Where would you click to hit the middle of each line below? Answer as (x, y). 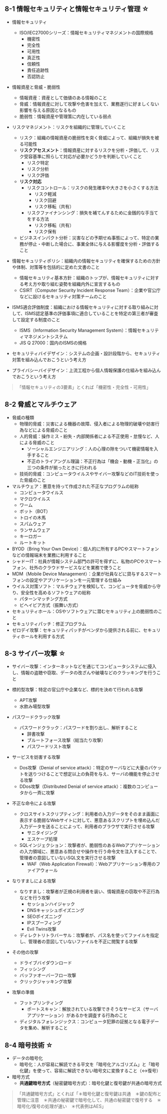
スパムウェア (32, 524)
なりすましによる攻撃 (34, 881)
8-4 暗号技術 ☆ (29, 1045)
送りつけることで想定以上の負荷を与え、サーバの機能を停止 (89, 774)
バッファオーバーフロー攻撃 (48, 975)
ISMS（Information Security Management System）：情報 (78, 330)
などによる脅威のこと (46, 430)
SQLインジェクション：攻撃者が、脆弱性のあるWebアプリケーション (90, 845)
